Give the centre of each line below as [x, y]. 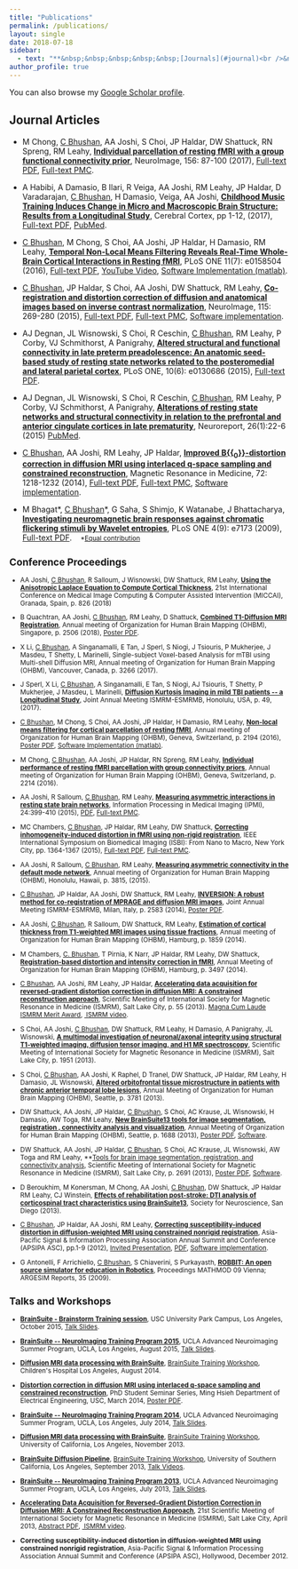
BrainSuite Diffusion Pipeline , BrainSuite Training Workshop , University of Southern [148, 1459]
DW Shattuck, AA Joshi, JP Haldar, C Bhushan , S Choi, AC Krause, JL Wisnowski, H [147, 1112]
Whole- [274, 251]
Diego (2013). [41, 1211]
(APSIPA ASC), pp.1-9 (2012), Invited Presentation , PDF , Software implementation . [144, 1248]
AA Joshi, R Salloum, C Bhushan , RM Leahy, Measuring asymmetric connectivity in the [154, 864]
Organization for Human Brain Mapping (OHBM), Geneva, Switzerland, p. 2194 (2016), [151, 738]
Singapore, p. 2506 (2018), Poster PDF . [80, 633]
